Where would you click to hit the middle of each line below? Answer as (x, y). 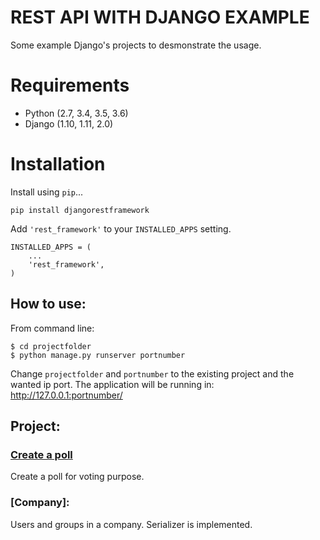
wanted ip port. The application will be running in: (112, 384)
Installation (58, 164)
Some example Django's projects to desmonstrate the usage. (136, 45)
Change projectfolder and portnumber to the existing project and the (152, 373)
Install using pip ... (47, 192)
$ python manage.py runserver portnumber (98, 355)
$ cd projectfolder (51, 346)
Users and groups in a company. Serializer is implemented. (131, 524)
